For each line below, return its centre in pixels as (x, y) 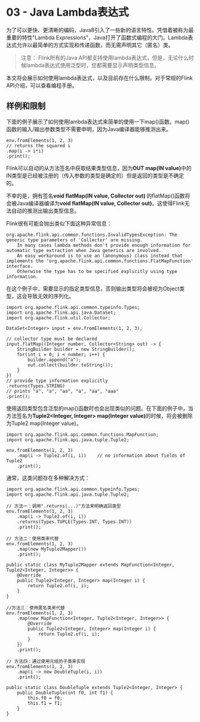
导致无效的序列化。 (50, 296)
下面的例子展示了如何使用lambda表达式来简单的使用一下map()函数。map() (98, 122)
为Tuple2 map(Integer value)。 (44, 423)
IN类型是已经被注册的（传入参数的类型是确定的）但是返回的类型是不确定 (95, 175)
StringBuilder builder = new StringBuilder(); (76, 349)
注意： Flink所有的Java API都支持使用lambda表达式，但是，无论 (99, 57)
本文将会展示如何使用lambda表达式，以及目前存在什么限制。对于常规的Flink (99, 78)
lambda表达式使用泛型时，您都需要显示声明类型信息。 (93, 65)
